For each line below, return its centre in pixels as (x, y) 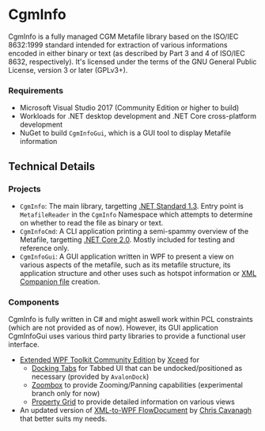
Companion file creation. (60, 282)
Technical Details (52, 166)
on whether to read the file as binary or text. (91, 222)
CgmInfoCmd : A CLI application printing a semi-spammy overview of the (134, 231)
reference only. (44, 248)
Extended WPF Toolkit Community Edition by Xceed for (110, 360)
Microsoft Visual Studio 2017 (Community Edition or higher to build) (129, 108)
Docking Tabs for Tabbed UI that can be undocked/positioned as (137, 369)
